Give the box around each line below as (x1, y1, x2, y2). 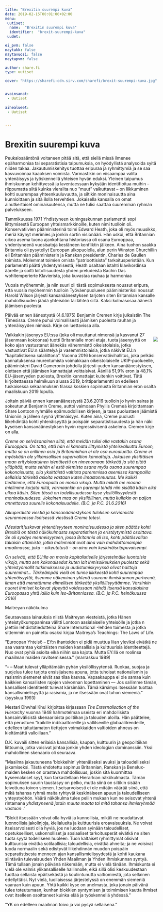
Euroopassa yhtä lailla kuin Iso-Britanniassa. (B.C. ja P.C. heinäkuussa (5, 590, 147, 596)
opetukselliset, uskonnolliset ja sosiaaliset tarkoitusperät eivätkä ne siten (5, 831, 150, 836)
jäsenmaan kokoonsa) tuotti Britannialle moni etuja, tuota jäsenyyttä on (5, 337, 147, 343)
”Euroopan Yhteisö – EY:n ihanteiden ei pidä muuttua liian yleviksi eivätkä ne (5, 639, 157, 645)
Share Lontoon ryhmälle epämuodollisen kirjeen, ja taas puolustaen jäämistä (5, 408, 157, 414)
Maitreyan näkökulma (5, 605, 48, 611)
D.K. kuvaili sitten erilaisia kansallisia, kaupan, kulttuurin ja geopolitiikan (5, 739, 148, 745)
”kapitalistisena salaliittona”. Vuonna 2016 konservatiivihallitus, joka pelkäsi (5, 353, 155, 358)
